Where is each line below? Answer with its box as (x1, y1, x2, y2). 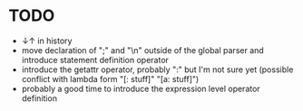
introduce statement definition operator (21, 54, 170, 65)
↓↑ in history (21, 35, 73, 46)
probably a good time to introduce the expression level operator (21, 83, 260, 94)
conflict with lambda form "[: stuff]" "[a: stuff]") (21, 73, 200, 84)
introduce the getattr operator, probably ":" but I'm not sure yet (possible (21, 64, 294, 75)
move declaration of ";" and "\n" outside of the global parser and (21, 44, 264, 55)
